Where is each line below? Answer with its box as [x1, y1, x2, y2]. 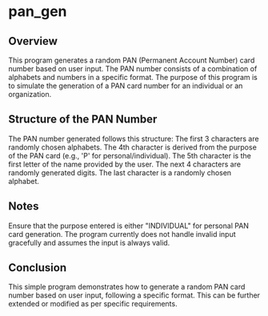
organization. [8, 90, 52, 98]
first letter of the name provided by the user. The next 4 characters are [8, 159, 242, 169]
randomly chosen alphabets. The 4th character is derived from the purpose [8, 142, 258, 152]
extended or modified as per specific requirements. [8, 299, 178, 309]
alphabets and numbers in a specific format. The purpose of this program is [8, 73, 258, 82]
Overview [8, 34, 58, 48]
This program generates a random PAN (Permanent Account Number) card [8, 55, 255, 65]
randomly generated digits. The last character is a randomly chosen [8, 167, 232, 178]
